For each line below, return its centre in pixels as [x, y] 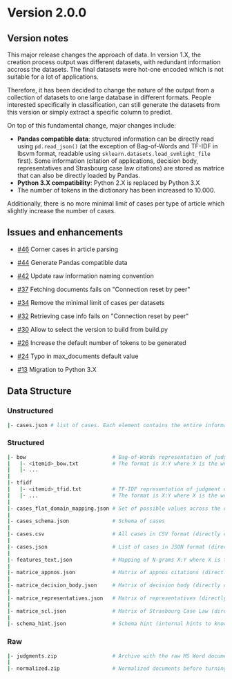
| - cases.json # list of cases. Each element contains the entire [105, 425]
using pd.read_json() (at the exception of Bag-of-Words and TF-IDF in [117, 146]
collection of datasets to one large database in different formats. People [109, 97]
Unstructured [30, 411]
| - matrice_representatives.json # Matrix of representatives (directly [117, 598]
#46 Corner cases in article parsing [68, 249]
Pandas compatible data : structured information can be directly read [115, 139]
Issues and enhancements [65, 233]
